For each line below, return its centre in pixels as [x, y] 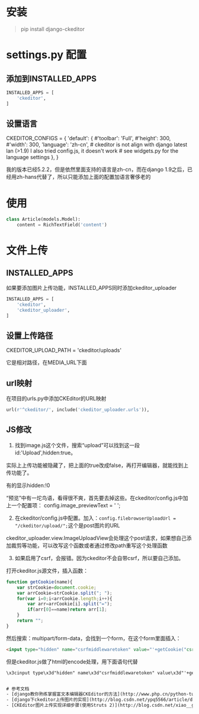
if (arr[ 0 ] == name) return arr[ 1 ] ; [68, 609]
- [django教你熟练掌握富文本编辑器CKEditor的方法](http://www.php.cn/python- [98, 694]
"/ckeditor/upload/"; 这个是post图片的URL [67, 525]
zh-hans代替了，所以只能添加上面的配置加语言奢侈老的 [84, 177]
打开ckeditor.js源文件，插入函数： [47, 570]
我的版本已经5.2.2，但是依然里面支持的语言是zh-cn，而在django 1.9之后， [97, 169]
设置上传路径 [30, 335]
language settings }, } [33, 157]
